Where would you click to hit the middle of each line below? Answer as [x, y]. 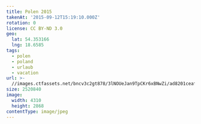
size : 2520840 [24, 89]
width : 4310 [27, 100]
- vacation [25, 73]
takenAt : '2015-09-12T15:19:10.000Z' [53, 17]
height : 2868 [28, 106]
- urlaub [22, 67]
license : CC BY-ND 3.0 [34, 28]
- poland [22, 61]
